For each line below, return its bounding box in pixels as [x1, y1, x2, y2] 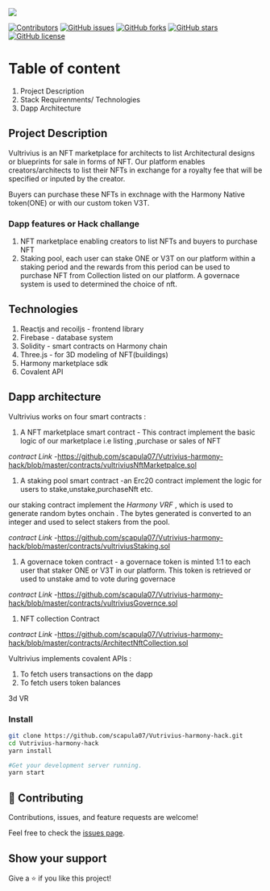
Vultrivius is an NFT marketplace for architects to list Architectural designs [8, 148, 255, 157]
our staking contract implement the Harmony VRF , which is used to [8, 500, 234, 510]
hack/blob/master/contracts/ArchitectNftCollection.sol [8, 638, 189, 647]
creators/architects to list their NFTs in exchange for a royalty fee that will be [8, 165, 263, 175]
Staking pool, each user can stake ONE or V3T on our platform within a [19, 254, 255, 264]
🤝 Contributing [8, 791, 84, 805]
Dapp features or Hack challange [8, 218, 139, 229]
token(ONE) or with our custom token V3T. [8, 198, 150, 207]
